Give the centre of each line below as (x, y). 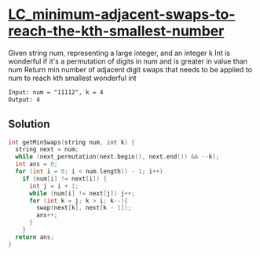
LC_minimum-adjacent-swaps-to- (122, 15)
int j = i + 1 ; (54, 186)
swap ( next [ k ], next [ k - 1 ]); (84, 208)
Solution (29, 124)
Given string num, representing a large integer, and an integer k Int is (119, 53)
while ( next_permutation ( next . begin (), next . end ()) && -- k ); (117, 157)
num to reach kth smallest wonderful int (72, 78)
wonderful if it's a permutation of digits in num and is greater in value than (128, 61)
